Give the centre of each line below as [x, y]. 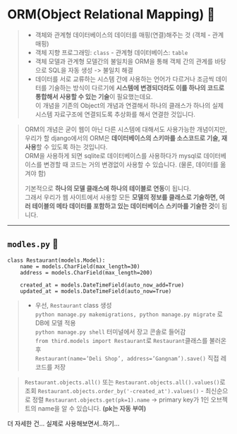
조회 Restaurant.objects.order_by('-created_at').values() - [114, 390]
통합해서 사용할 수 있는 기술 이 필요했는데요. [94, 96]
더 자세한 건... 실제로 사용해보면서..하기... [63, 423]
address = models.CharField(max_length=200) [86, 272]
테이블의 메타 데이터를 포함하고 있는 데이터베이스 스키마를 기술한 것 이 [126, 206]
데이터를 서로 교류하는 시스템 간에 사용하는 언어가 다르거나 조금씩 [124, 79]
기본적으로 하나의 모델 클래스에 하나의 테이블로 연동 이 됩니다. [108, 188]
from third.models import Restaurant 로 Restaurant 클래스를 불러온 [131, 340]
